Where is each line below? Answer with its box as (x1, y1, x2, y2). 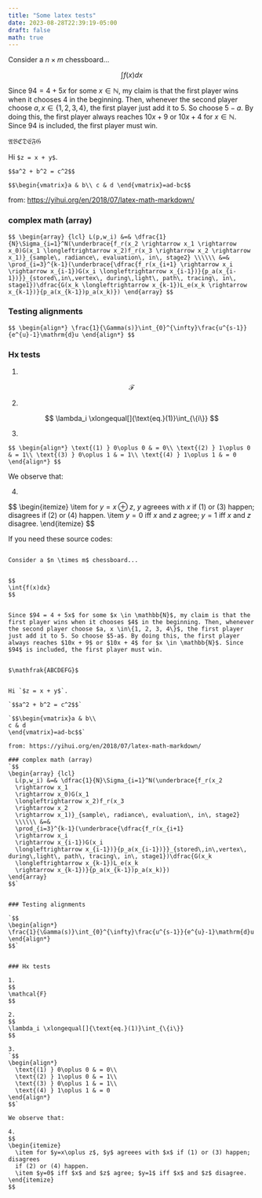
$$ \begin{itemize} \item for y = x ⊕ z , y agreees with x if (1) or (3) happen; (8, 502, 255, 512)
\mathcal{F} (8, 990, 47, 998)
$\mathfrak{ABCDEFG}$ (8, 667, 79, 675)
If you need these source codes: (8, 534, 113, 544)
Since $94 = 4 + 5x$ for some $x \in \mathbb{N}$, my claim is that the (8, 612, 251, 619)
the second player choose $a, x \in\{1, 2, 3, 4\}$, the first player (8, 625, 244, 634)
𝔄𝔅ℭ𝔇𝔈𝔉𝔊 (8, 137, 42, 146)
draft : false (8, 26, 51, 34)
